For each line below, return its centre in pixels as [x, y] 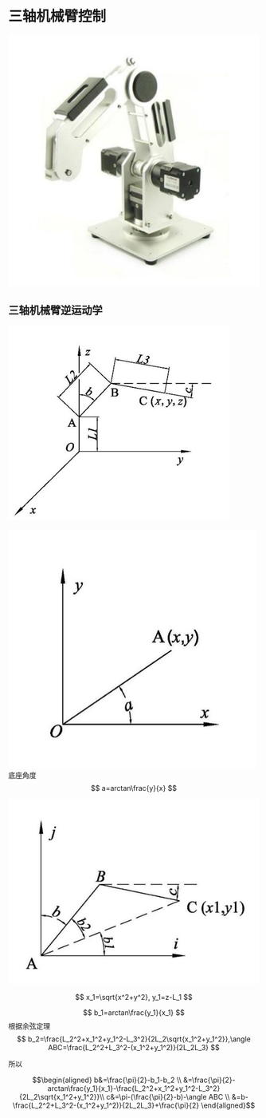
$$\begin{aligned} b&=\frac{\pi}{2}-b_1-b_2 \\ [106, 1080]
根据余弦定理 [29, 1025]
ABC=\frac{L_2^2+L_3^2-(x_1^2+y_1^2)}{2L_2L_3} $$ [134, 1047]
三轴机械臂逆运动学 [55, 311]
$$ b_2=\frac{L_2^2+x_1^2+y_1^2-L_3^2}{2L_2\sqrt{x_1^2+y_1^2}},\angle [134, 1039]
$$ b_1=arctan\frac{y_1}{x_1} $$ [134, 1012]
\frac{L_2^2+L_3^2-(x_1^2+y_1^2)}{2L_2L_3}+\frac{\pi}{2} [106, 1105]
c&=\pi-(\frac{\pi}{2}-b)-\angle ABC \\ [168, 1096]
